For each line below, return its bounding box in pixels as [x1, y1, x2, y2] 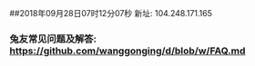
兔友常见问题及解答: [9, 33, 97, 45]
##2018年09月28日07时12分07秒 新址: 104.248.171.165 [9, 8, 212, 18]
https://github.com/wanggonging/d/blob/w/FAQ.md [9, 44, 246, 57]
